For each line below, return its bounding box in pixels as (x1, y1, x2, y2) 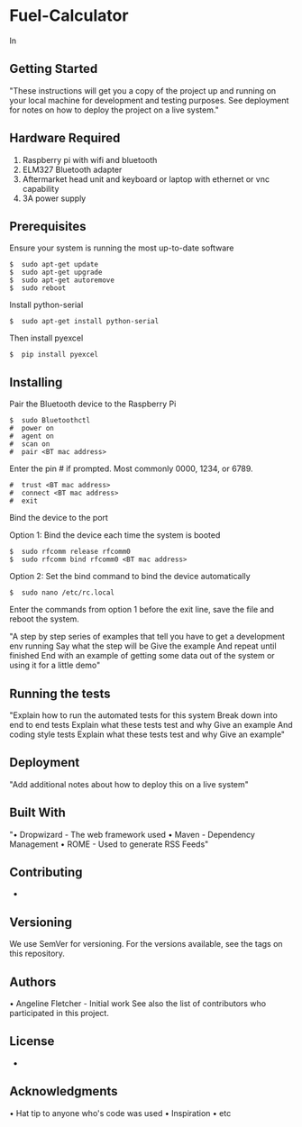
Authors (9, 974, 57, 989)
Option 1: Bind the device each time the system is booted (9, 530, 221, 541)
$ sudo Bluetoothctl (9, 416, 91, 425)
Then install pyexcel (9, 332, 84, 343)
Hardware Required (9, 131, 121, 146)
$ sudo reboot (9, 284, 67, 293)
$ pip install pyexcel (9, 350, 99, 359)
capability (22, 183, 59, 194)
